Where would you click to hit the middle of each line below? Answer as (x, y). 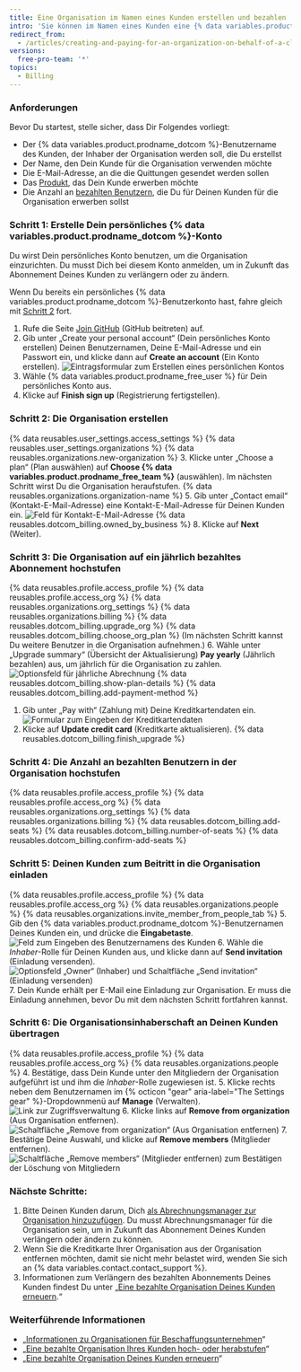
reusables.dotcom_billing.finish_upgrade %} (103, 738)
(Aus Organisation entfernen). (64, 1120)
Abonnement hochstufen (65, 568)
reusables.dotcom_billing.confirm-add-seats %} (98, 840)
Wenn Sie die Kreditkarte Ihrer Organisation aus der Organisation (142, 1249)
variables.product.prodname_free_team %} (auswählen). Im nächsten (141, 476)
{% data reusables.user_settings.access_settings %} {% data (122, 438)
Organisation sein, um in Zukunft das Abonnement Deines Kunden (144, 1230)
